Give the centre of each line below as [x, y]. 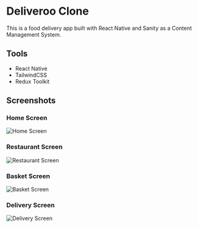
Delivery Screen [30, 205]
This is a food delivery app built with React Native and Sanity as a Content [99, 28]
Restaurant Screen [34, 147]
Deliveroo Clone [48, 11]
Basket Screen [28, 176]
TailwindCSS [31, 75]
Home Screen [27, 118]
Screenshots [31, 101]
